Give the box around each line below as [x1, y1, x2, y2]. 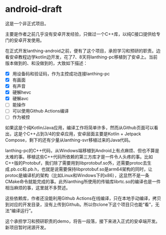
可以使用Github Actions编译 [12, 108, 69, 114]
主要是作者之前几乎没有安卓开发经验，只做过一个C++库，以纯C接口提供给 [5, 31, 156, 37]
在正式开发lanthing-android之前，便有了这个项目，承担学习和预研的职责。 [5, 48, 157, 54]
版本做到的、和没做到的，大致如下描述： [5, 60, 88, 66]
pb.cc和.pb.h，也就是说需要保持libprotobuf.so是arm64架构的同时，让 [10, 166, 153, 172]
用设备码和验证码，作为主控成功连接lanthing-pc [12, 70, 110, 76]
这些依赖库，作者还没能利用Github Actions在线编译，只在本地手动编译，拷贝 [5, 195, 162, 201]
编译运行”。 [11, 208, 36, 214]
